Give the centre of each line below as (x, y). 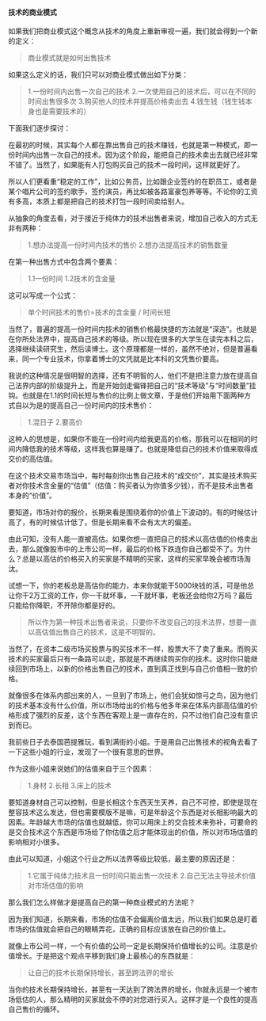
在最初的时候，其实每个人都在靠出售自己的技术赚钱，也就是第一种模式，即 (129, 145)
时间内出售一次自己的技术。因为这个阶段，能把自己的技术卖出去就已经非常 (136, 155)
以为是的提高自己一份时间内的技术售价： (88, 406)
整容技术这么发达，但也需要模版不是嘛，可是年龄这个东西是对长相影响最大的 (133, 813)
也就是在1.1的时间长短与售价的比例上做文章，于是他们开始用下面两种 (133, 395)
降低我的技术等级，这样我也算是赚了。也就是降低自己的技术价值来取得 (136, 449)
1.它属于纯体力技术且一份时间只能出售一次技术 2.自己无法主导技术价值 (142, 876)
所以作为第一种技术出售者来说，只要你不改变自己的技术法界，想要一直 (142, 623)
